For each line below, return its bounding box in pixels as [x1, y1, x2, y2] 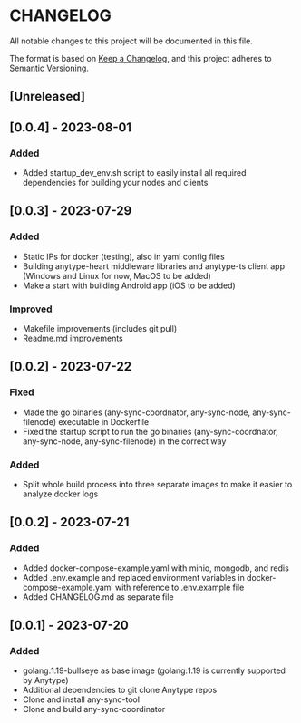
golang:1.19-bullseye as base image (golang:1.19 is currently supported [22, 665, 286, 676]
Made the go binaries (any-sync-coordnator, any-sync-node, [22, 407, 251, 418]
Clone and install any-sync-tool [22, 694, 141, 705]
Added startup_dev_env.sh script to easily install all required [22, 168, 247, 178]
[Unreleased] [9, 89, 86, 104]
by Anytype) [22, 675, 70, 686]
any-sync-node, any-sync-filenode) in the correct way [22, 436, 227, 447]
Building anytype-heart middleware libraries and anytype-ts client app [22, 260, 286, 272]
